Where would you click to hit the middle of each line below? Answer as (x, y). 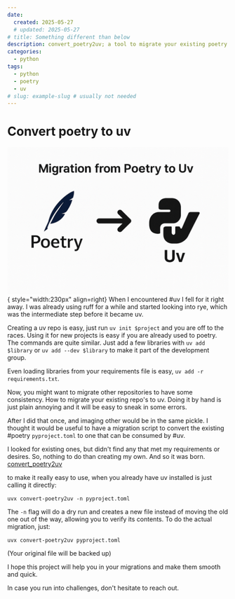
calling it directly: (32, 485)
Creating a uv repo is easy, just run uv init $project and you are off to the (116, 328)
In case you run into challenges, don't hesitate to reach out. (93, 588)
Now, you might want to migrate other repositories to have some (100, 392)
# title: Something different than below (69, 37)
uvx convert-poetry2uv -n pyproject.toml (69, 498)
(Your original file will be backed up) (59, 553)
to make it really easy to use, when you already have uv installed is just (110, 477)
